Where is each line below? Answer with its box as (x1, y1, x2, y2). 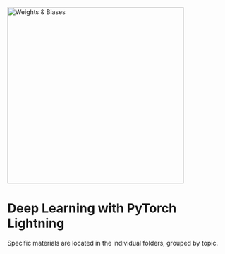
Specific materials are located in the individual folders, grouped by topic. (7, 238, 219, 247)
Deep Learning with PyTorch (7, 200, 177, 217)
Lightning (7, 215, 65, 231)
